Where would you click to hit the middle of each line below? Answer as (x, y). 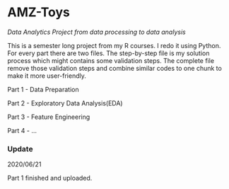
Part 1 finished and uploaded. (50, 178)
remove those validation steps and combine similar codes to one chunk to (115, 68)
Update (20, 149)
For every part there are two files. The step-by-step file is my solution (108, 53)
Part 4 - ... (22, 130)
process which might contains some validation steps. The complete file (111, 60)
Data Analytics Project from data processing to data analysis (96, 32)
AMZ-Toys (39, 12)
